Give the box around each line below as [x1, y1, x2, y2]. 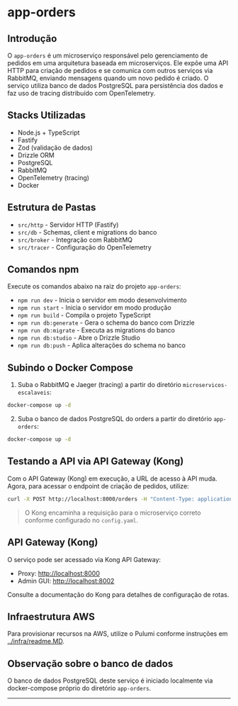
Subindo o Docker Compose [7, 362, 133, 374]
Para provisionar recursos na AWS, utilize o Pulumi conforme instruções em [7, 629, 228, 638]
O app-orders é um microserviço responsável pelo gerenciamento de [7, 51, 208, 60]
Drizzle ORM [17, 150, 55, 159]
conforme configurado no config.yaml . [24, 515, 139, 525]
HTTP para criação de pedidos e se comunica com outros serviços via [7, 67, 213, 74]
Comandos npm [7, 264, 79, 276]
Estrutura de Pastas [7, 201, 96, 213]
